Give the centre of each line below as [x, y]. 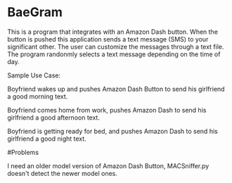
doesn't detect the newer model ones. [63, 173]
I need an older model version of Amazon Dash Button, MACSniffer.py [108, 165]
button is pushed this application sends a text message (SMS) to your [108, 39]
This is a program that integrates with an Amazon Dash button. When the [112, 32]
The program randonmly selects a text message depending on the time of [114, 54]
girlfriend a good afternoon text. [54, 118]
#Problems [23, 152]
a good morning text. [38, 96]
